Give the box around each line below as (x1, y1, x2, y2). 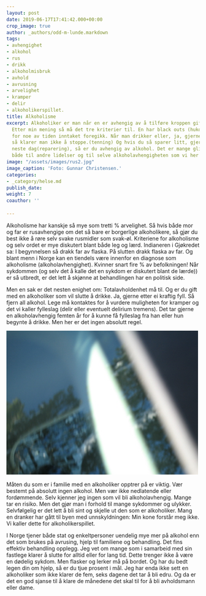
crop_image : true (6, 23, 51, 29)
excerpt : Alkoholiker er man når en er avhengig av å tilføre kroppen (6, 120, 191, 126)
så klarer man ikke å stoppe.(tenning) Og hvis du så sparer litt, (12, 139, 188, 145)
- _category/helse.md (6, 178, 62, 184)
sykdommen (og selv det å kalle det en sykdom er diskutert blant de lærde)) (6, 267, 198, 274)
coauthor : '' (6, 198, 40, 204)
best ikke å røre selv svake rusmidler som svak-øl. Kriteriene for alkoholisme (6, 234, 199, 242)
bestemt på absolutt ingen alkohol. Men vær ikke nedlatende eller (6, 487, 172, 494)
